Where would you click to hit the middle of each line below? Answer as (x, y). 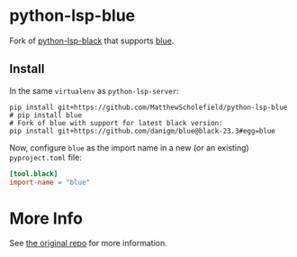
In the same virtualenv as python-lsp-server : (94, 90)
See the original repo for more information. (89, 243)
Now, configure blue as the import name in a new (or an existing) (129, 147)
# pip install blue (46, 115)
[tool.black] (34, 174)
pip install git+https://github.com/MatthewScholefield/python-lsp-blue (148, 107)
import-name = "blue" (50, 182)
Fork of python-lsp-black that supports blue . (92, 41)
